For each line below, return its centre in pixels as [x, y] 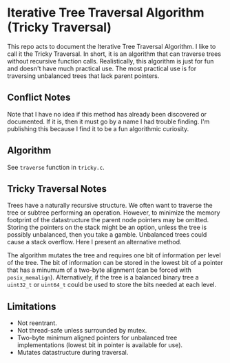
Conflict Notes [39, 98]
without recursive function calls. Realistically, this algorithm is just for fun [111, 61]
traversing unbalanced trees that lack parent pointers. [83, 76]
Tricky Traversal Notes [57, 189]
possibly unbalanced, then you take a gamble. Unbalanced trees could [107, 235]
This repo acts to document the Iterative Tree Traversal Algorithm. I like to [112, 46]
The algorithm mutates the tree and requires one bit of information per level [114, 255]
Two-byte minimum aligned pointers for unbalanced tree [97, 338]
